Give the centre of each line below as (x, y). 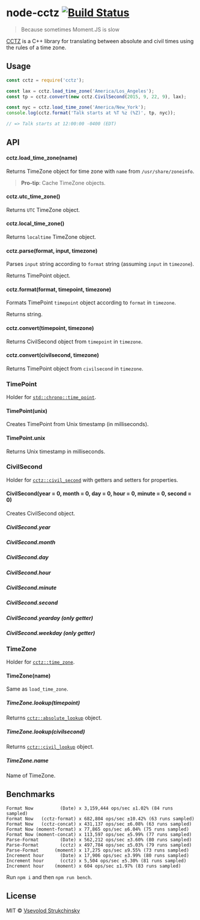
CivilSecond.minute (32, 588)
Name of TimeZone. (31, 776)
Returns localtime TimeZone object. (51, 237)
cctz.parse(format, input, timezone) (52, 251)
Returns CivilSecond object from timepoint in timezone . (74, 341)
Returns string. (25, 314)
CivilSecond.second (32, 603)
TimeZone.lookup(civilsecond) (46, 732)
